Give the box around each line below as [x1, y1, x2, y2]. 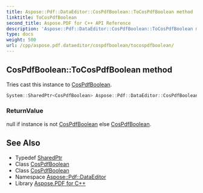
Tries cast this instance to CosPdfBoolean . [6, 81, 112, 88]
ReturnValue [6, 107, 43, 115]
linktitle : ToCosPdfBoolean [6, 14, 77, 21]
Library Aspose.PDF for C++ [14, 179, 86, 187]
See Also [6, 138, 40, 148]
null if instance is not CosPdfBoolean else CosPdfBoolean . [6, 120, 152, 127]
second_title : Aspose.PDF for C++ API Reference [6, 20, 131, 26]
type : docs [6, 31, 34, 37]
